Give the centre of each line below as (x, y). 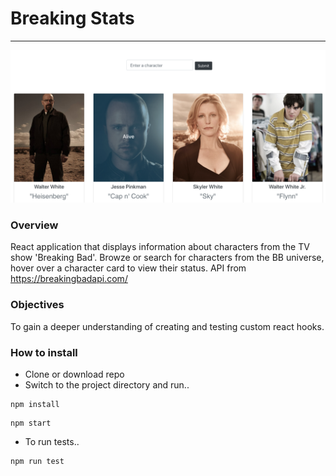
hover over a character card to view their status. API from (128, 268)
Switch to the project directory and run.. (107, 384)
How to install (44, 352)
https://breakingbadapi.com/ (69, 279)
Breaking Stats (72, 18)
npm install (35, 404)
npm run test (37, 461)
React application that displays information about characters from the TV (160, 247)
